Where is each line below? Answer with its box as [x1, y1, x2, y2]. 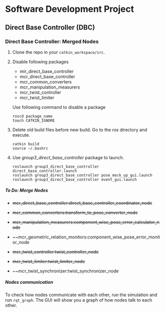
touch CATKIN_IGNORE [12, 118, 55, 123]
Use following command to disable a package [12, 104, 106, 110]
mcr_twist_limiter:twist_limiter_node [12, 258, 85, 264]
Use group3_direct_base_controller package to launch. [12, 154, 124, 160]
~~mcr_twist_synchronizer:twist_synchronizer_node [12, 268, 119, 274]
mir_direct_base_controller [19, 68, 74, 74]
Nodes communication [5, 279, 54, 285]
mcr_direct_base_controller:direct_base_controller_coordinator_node [12, 200, 153, 206]
